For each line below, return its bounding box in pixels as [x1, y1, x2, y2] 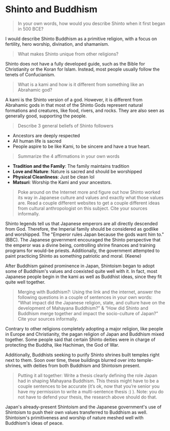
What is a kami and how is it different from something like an [17, 81, 144, 87]
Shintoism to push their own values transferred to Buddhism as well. [5, 409, 148, 415]
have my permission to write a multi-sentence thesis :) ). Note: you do [17, 388, 164, 394]
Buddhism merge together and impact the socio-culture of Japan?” [17, 310, 158, 316]
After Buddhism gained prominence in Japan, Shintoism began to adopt [5, 263, 155, 269]
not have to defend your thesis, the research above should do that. [17, 394, 157, 400]
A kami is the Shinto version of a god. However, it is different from [5, 97, 143, 103]
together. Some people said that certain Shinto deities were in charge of [5, 336, 156, 343]
